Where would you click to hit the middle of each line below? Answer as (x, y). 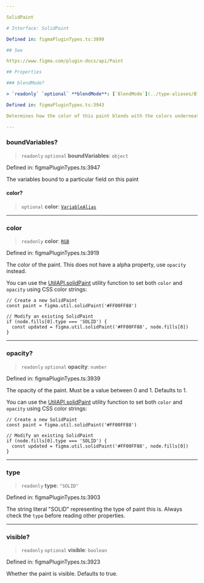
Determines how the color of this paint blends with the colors (89, 116)
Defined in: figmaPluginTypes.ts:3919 (53, 253)
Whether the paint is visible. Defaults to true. (62, 574)
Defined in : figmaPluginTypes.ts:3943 (55, 105)
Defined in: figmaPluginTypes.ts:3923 (53, 562)
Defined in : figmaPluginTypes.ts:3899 (55, 39)
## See (15, 50)
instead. (16, 271)
